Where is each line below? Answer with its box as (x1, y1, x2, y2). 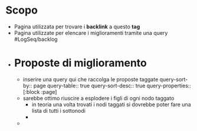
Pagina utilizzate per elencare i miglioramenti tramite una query (14, 29, 168, 36)
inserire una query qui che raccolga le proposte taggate (22, 76, 159, 83)
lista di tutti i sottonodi (31, 107, 86, 114)
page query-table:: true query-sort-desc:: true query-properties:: (33, 82, 191, 89)
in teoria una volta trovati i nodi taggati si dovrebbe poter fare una (31, 101, 191, 108)
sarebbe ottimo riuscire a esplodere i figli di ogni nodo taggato (22, 94, 175, 101)
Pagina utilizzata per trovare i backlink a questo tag (14, 23, 140, 30)
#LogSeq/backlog (14, 35, 58, 42)
